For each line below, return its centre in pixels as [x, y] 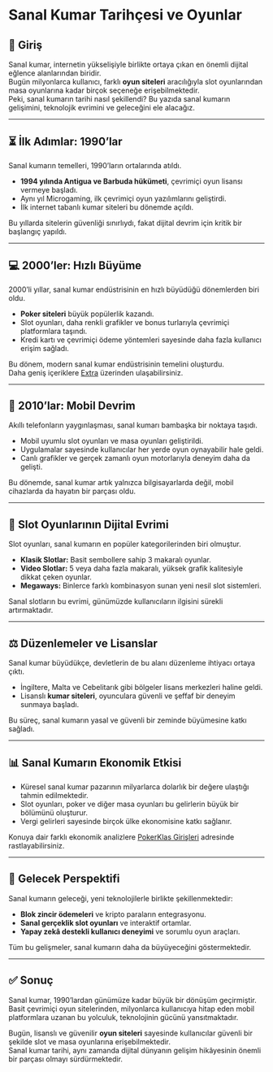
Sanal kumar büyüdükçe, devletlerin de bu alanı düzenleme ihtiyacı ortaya [132, 663]
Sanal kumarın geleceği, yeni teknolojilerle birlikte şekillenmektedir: [121, 898]
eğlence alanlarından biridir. [55, 73]
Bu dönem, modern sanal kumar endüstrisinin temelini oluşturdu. [117, 364]
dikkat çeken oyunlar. [56, 577]
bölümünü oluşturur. [54, 812]
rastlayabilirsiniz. [37, 845]
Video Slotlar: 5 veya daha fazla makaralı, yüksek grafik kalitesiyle [132, 569]
